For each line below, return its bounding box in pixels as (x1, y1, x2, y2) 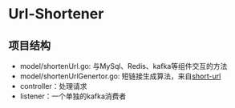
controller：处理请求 (19, 82, 87, 90)
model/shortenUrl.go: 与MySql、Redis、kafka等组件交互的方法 (19, 62, 228, 70)
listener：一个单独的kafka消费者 (19, 91, 127, 101)
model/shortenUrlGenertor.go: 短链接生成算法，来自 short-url (19, 71, 221, 81)
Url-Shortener (8, 5, 104, 23)
